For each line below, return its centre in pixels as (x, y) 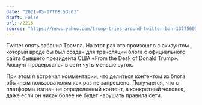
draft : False (23, 17)
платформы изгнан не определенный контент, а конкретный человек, (96, 89)
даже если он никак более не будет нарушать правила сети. (84, 95)
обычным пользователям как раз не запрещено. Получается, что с (93, 83)
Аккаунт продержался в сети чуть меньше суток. (70, 65)
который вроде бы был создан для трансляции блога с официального (96, 52)
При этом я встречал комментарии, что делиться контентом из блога (96, 76)
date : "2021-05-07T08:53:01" (43, 12)
